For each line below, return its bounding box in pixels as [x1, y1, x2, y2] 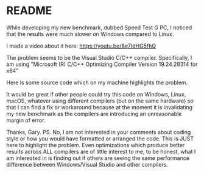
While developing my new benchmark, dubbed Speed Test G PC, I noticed [6, 24, 192, 31]
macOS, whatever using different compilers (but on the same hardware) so [6, 97, 194, 104]
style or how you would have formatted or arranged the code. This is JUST [6, 135, 194, 142]
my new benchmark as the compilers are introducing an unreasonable [6, 110, 182, 117]
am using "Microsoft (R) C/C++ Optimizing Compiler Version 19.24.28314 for [6, 60, 198, 68]
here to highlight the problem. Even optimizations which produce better [6, 141, 185, 148]
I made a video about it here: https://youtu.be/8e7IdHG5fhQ [6, 42, 157, 49]
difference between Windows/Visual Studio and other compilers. [6, 161, 169, 168]
